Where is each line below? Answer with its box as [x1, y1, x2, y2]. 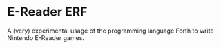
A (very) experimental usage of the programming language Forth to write [7, 27, 214, 35]
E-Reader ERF [7, 4, 88, 20]
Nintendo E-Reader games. [7, 33, 85, 42]
